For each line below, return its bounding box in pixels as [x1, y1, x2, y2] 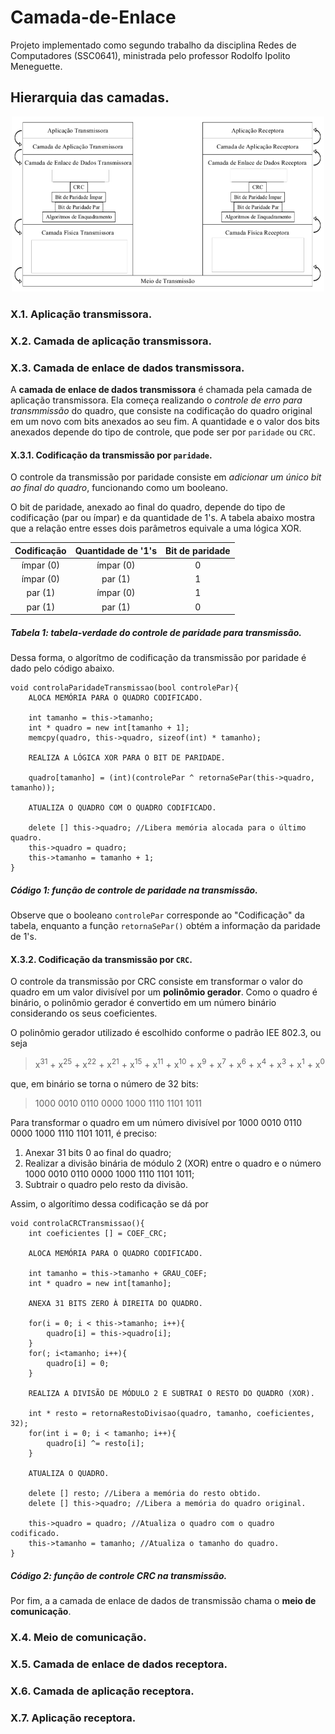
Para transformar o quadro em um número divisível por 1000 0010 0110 [10, 1117, 302, 1128]
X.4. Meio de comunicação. [10, 1630, 147, 1644]
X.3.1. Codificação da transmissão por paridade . [10, 449, 213, 461]
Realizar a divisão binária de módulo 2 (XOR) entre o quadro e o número [24, 1157, 322, 1169]
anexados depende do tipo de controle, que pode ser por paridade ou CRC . [10, 426, 316, 438]
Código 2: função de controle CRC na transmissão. [10, 1569, 228, 1581]
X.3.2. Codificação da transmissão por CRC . [10, 953, 193, 965]
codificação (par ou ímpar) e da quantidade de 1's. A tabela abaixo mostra [10, 512, 316, 524]
